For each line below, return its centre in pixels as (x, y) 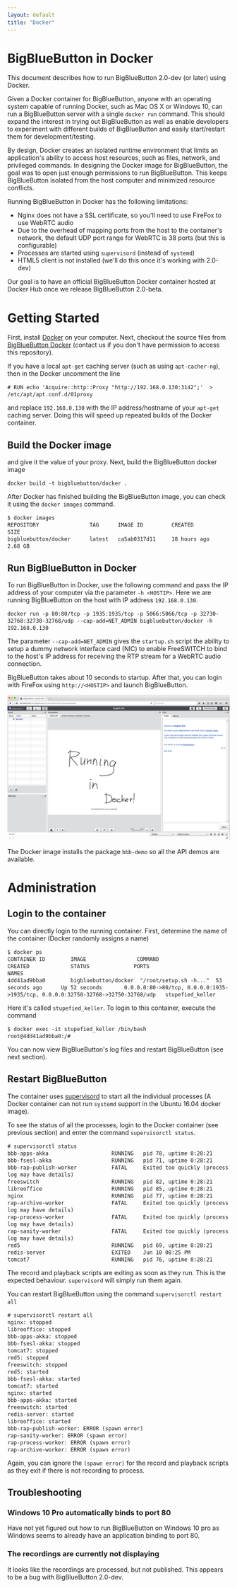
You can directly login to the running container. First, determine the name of (117, 931)
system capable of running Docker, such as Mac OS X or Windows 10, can (115, 107)
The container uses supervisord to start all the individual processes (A (109, 1096)
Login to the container (57, 914)
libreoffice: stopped (39, 1329)
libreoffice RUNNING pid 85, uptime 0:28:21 (110, 1189)
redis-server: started (41, 1414)
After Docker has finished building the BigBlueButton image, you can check (116, 497)
